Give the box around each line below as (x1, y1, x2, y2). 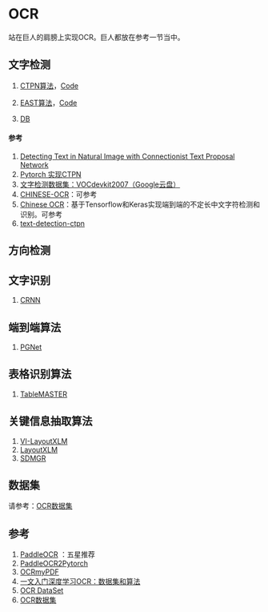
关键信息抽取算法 (8, 414, 93, 429)
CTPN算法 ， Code (19, 81, 78, 91)
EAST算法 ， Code (19, 98, 78, 107)
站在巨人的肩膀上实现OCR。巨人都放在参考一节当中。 (8, 32, 185, 42)
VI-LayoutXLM (19, 436, 68, 445)
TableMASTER (19, 389, 68, 399)
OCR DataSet (19, 586, 64, 595)
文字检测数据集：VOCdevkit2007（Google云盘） (19, 179, 181, 189)
